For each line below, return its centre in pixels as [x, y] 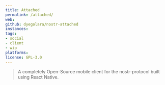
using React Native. [38, 77]
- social [15, 39]
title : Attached [22, 10]
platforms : [17, 52]
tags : [11, 34]
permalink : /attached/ [29, 15]
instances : [17, 29]
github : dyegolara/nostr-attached [42, 24]
